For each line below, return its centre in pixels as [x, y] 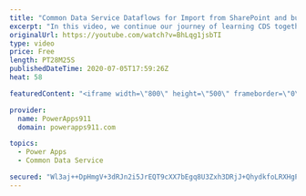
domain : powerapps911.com [67, 127]
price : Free [32, 52]
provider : [28, 110]
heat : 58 [26, 77]
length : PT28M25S [42, 60]
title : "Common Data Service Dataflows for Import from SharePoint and [148, 18]
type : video [32, 43]
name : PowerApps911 [55, 119]
